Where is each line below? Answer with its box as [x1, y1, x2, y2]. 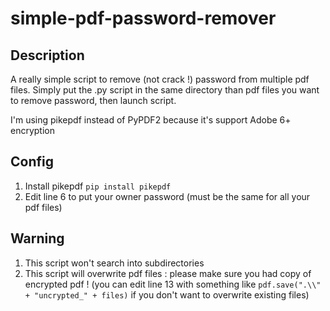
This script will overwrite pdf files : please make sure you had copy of [24, 267, 312, 279]
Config [10, 153, 54, 171]
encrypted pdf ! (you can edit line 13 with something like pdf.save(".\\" [24, 278, 322, 290]
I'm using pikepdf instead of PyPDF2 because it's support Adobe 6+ [10, 114, 292, 126]
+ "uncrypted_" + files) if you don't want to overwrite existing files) [24, 288, 310, 301]
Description [10, 47, 85, 64]
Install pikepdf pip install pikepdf [24, 180, 172, 192]
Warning [10, 230, 65, 247]
